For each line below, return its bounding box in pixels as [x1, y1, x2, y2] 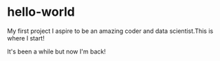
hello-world [7, 4, 76, 20]
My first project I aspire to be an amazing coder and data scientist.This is [7, 27, 214, 35]
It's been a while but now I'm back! [7, 47, 107, 56]
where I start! [7, 34, 45, 42]
